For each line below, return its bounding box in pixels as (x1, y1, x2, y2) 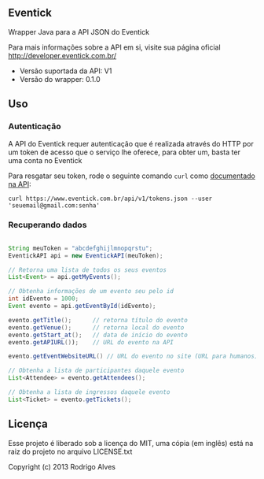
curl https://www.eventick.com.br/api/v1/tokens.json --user (8, 195, 213, 202)
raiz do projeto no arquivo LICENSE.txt (8, 447, 133, 456)
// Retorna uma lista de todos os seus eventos (8, 265, 167, 274)
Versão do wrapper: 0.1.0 (19, 74, 101, 84)
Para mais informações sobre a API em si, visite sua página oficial (8, 43, 222, 52)
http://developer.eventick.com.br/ (8, 50, 117, 60)
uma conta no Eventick (8, 155, 82, 165)
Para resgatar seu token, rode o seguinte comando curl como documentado (8, 171, 255, 180)
